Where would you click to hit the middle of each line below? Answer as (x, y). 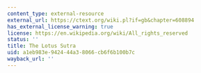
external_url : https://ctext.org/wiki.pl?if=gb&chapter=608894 (101, 20)
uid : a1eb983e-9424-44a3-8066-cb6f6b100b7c (71, 53)
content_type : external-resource (56, 14)
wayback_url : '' (31, 59)
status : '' (23, 40)
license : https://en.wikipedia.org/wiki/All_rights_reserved (98, 33)
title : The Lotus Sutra (42, 46)
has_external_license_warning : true (60, 26)
